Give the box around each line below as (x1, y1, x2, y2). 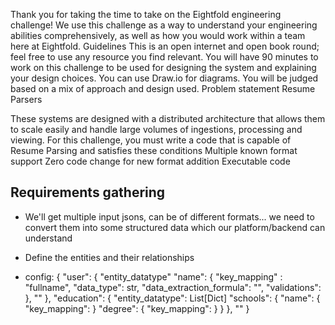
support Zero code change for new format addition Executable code (10, 155, 291, 167)
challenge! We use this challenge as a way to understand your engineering (10, 19, 318, 31)
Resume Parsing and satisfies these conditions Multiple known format (10, 145, 298, 156)
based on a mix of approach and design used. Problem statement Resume (10, 83, 316, 94)
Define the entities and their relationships (24, 251, 195, 263)
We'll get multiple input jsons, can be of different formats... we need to (24, 210, 315, 223)
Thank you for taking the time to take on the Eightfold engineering (10, 9, 282, 20)
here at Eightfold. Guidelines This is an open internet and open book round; (10, 40, 320, 52)
